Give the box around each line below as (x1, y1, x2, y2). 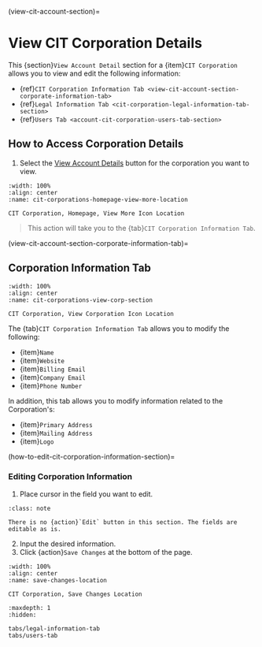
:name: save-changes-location (8, 576, 108, 584)
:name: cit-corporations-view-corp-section (8, 296, 153, 304)
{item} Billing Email (19, 364, 87, 374)
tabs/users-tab (8, 631, 58, 639)
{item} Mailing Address (19, 428, 93, 437)
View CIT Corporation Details (8, 35, 203, 52)
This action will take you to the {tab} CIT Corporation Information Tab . (27, 223, 256, 232)
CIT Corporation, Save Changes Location (8, 590, 143, 598)
